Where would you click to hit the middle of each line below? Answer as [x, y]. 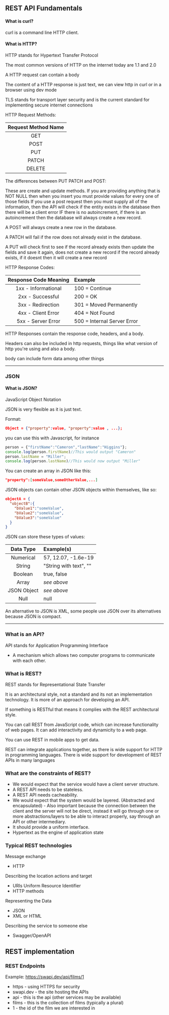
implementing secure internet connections [49, 105]
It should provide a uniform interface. [51, 827]
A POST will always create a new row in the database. [61, 227]
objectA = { [18, 499]
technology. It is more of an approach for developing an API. [67, 699]
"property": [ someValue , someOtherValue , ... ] [52, 480]
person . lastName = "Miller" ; [36, 457]
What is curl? [19, 21]
